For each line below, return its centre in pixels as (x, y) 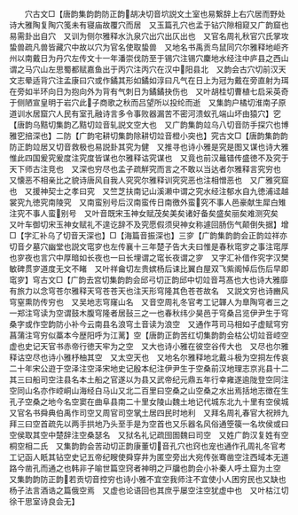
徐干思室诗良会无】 (44, 501)
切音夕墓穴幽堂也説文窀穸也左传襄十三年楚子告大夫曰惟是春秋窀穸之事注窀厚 (149, 246)
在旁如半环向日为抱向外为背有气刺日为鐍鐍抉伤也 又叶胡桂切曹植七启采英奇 (149, 91)
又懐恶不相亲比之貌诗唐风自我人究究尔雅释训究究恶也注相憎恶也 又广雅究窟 (149, 180)
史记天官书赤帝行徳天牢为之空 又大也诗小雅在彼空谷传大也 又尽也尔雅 (157, 346)
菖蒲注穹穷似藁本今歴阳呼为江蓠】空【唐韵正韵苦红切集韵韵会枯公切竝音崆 (145, 335)
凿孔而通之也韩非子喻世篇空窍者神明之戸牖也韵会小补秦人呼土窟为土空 (153, 468)
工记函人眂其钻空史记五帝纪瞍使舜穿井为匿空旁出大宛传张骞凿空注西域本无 (145, 457)
